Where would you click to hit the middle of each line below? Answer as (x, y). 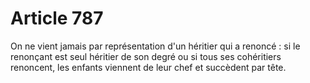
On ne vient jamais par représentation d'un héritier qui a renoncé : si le (155, 46)
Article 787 (57, 18)
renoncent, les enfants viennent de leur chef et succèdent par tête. (148, 67)
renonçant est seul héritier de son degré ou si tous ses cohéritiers (146, 56)
